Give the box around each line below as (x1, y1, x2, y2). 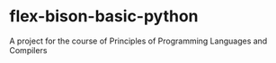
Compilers (9, 44, 48, 55)
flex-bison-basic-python (9, 6, 200, 27)
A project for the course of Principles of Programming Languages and (9, 35, 268, 46)
